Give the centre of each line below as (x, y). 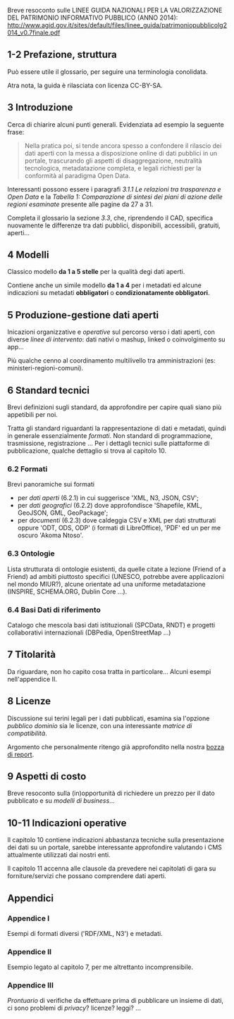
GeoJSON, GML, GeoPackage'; (63, 513)
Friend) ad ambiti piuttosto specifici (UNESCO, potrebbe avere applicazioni (116, 576)
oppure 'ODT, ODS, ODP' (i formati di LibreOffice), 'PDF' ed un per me (119, 528)
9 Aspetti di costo (47, 776)
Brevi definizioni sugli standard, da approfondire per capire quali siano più (115, 407)
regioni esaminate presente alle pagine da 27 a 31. (80, 204)
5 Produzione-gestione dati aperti (83, 315)
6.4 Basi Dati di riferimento (54, 610)
